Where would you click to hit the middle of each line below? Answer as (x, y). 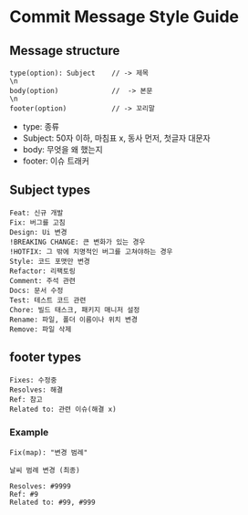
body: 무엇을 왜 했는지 (62, 149)
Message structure (65, 51)
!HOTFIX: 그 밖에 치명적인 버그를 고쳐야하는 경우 (91, 252)
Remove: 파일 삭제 (41, 329)
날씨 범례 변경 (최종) (45, 470)
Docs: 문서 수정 (36, 290)
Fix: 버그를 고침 (37, 222)
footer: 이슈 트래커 (56, 161)
